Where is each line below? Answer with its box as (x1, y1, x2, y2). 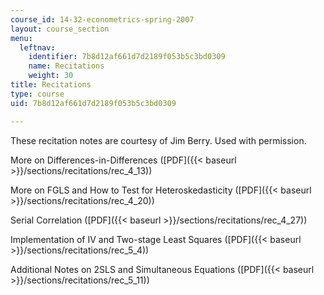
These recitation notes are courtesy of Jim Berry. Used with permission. (10, 134, 307, 146)
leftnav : (19, 42, 56, 53)
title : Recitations (10, 80, 92, 90)
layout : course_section (10, 24, 110, 34)
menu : (10, 33, 33, 43)
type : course (10, 89, 65, 99)
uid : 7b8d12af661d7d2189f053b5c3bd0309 (10, 98, 177, 108)
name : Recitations (28, 61, 105, 71)
